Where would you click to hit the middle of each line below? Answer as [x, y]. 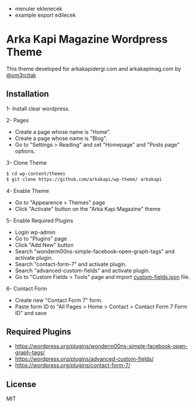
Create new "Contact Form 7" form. [59, 300]
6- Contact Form [27, 289]
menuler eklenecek [39, 9]
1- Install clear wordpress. [38, 108]
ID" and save [31, 313]
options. [25, 151]
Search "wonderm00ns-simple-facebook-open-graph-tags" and [95, 251]
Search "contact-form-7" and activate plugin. [71, 264]
